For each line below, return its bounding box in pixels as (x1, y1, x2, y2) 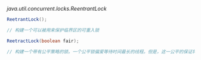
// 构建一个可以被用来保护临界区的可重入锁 (7, 27, 100, 33)
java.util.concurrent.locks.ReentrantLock (7, 5, 107, 12)
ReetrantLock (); (7, 17, 47, 23)
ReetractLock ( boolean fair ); (7, 38, 79, 44)
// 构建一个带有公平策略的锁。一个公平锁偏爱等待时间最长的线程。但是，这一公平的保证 (7, 49, 193, 55)
